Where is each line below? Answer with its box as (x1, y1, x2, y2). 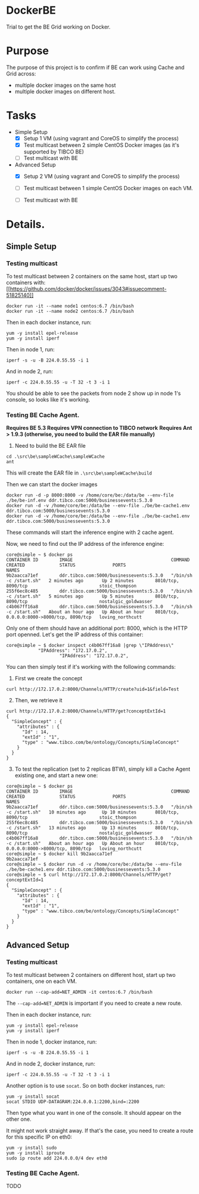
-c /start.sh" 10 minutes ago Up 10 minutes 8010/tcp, (6, 809, 179, 815)
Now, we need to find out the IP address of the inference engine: (6, 541, 165, 548)
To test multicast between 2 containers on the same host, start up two (6, 273, 178, 280)
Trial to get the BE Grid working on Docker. (6, 23, 111, 30)
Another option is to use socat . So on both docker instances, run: (6, 1082, 165, 1089)
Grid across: (6, 70, 36, 77)
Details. (6, 218, 45, 231)
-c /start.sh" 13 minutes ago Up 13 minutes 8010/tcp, (6, 825, 179, 831)
